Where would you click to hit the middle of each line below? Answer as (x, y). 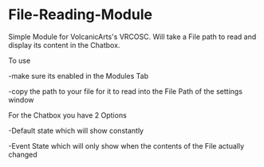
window (21, 99)
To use (20, 60)
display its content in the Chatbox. (64, 45)
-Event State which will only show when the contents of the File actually (126, 146)
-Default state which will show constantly (76, 130)
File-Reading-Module (81, 15)
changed (23, 154)
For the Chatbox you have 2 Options (68, 115)
